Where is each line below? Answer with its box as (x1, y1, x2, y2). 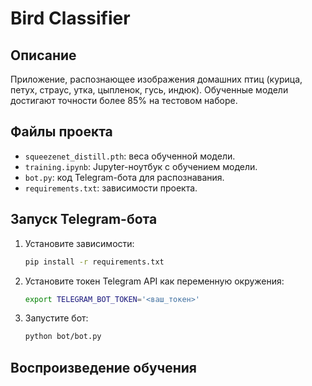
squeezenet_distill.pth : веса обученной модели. (24, 150, 236, 162)
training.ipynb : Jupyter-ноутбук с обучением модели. (24, 160, 258, 172)
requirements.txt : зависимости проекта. (24, 182, 198, 194)
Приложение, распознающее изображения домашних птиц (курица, (10, 73, 303, 85)
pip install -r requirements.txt (24, 257, 165, 267)
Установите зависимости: (24, 237, 135, 249)
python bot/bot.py (24, 332, 102, 342)
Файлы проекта (10, 123, 113, 141)
